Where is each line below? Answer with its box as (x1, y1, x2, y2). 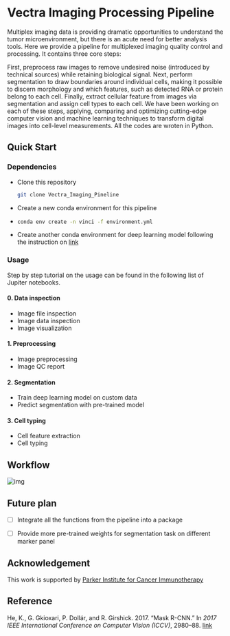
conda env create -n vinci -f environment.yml (16, 218, 153, 225)
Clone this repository (16, 178, 77, 186)
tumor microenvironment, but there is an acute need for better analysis (7, 34, 207, 43)
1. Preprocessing (7, 340, 56, 348)
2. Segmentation (7, 378, 56, 387)
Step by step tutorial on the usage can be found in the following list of (7, 271, 204, 279)
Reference (7, 595, 53, 607)
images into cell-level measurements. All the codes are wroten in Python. (7, 121, 214, 130)
